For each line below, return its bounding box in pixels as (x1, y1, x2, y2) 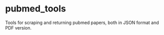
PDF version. (5, 24, 31, 30)
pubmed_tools (5, 3, 66, 14)
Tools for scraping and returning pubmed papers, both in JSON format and (5, 19, 159, 25)
